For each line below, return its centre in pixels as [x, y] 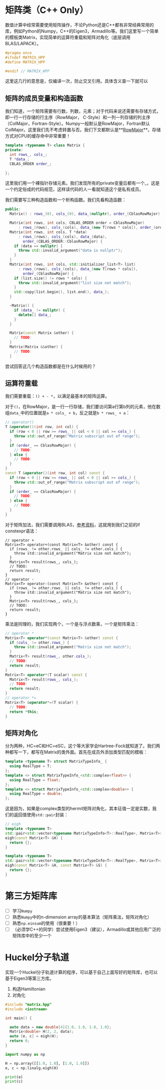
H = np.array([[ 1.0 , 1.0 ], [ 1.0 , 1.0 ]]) [47, 1063]
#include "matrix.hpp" [28, 1004]
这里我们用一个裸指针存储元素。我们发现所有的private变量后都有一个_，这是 [83, 183]
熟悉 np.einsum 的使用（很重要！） [46, 923]
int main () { [19, 1018]
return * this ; [24, 712]
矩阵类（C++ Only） [47, 10]
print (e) [14, 1077]
